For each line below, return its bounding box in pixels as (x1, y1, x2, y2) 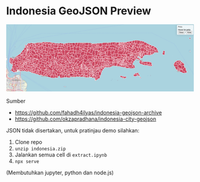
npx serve (14, 158, 40, 165)
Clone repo (14, 138, 43, 146)
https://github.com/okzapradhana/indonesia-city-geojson (14, 115, 157, 122)
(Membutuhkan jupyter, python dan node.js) (6, 169, 114, 176)
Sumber (6, 97, 26, 104)
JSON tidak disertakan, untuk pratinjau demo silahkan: (6, 127, 140, 134)
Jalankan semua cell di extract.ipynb (14, 151, 107, 158)
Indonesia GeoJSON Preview (6, 4, 152, 18)
